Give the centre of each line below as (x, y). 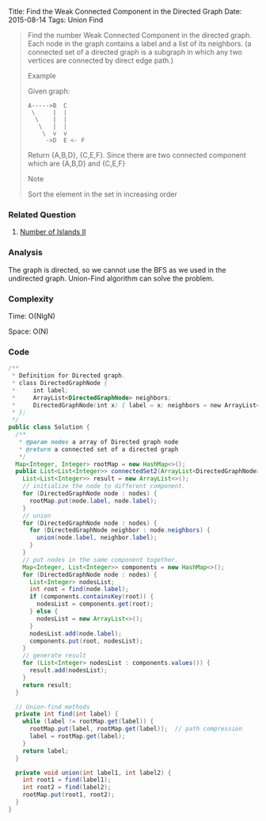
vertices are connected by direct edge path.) (101, 60)
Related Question (42, 215)
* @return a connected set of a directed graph (99, 449)
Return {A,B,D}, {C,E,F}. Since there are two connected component (137, 155)
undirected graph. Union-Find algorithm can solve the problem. (111, 278)
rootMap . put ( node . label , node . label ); (93, 501)
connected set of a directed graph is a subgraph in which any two (135, 52)
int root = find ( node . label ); (79, 590)
